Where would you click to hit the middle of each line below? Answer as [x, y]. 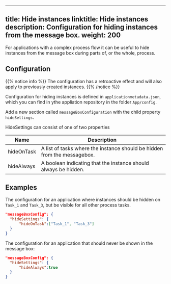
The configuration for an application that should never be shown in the [79, 243]
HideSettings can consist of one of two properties [58, 127]
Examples [21, 187]
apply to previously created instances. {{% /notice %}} [63, 87]
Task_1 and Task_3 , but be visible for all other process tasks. [68, 205]
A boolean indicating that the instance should [95, 163]
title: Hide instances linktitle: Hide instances [77, 19]
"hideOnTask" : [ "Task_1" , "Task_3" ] [56, 224]
